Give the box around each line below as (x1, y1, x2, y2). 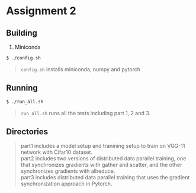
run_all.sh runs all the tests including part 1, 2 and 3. (20, 109, 151, 116)
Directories (6, 126, 49, 137)
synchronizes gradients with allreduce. (20, 167, 115, 175)
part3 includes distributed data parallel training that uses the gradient (20, 174, 190, 181)
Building (6, 28, 37, 38)
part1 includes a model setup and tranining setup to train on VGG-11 (20, 143, 185, 150)
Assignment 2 (6, 4, 76, 18)
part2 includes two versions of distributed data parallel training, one (20, 155, 187, 162)
